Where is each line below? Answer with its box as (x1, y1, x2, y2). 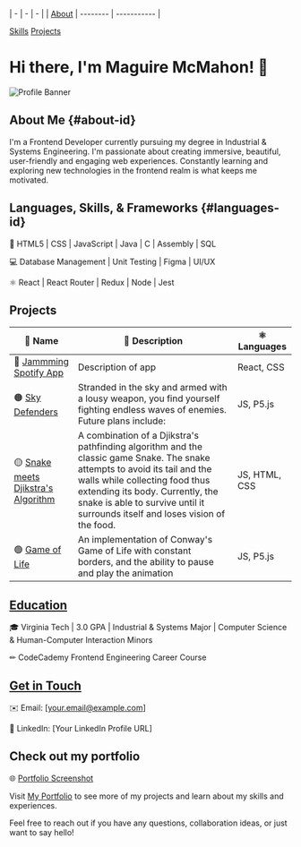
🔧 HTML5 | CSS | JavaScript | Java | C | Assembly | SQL (9, 238, 217, 249)
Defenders (13, 406, 58, 418)
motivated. (9, 175, 49, 185)
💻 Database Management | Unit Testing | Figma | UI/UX (9, 256, 216, 267)
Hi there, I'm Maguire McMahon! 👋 (9, 57, 269, 78)
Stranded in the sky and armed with (77, 381, 228, 394)
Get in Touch (9, 678, 82, 693)
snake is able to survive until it (77, 497, 204, 509)
